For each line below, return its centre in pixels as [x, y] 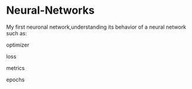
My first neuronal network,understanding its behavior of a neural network [96, 27]
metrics [16, 68]
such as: [17, 33]
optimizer [18, 45]
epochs [16, 79]
